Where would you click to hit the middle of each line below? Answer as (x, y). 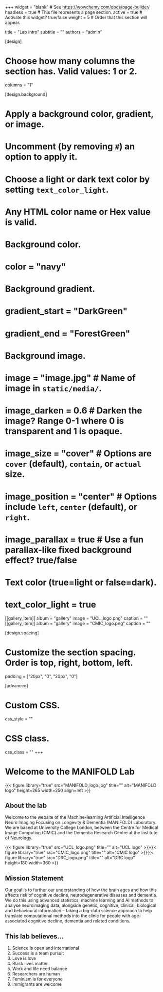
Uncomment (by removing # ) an (70, 147)
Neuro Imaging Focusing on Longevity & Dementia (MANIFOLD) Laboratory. (81, 823)
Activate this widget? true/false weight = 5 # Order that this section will (76, 17)
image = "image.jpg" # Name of (71, 378)
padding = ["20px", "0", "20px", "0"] (41, 676)
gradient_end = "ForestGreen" (68, 333)
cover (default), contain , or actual (73, 464)
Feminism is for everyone (37, 979)
